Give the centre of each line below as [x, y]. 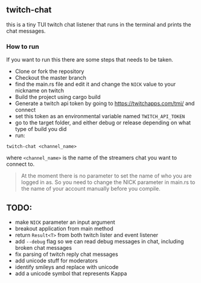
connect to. [21, 164]
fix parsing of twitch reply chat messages [67, 254]
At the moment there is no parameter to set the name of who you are [106, 176]
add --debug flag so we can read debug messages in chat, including [99, 241]
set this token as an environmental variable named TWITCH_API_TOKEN [100, 116]
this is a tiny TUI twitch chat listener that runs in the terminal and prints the [99, 24]
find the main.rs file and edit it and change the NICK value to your [95, 84]
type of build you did [41, 129]
